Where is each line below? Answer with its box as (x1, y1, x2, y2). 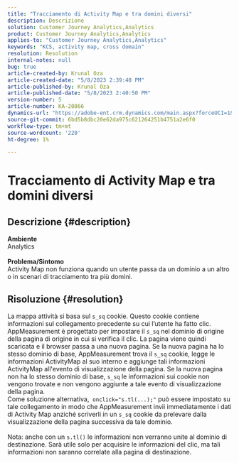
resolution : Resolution (7, 50, 78, 58)
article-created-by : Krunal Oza (7, 70, 103, 77)
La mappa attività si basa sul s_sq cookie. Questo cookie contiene (7, 312, 200, 320)
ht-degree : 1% (7, 136, 50, 143)
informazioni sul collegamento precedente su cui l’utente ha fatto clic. (7, 320, 211, 328)
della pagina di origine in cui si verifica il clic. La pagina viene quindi (7, 334, 206, 343)
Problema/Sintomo (7, 257, 64, 266)
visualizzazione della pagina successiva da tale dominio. (7, 418, 173, 426)
